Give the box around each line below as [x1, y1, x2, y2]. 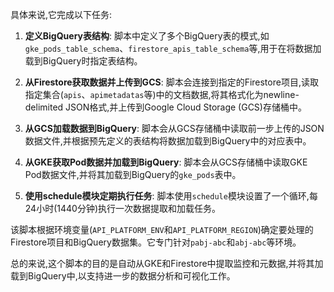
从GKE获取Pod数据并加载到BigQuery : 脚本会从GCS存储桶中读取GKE [24, 156, 308, 168]
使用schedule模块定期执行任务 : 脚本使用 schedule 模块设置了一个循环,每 [24, 190, 318, 202]
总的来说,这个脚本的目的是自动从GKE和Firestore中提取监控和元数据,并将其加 [10, 258, 324, 269]
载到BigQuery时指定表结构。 [24, 55, 143, 67]
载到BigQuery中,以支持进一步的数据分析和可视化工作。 [10, 270, 236, 282]
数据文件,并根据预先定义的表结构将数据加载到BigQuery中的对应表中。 [24, 135, 312, 147]
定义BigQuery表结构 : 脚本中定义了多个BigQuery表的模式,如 [24, 30, 270, 42]
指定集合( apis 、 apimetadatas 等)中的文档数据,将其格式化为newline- [24, 89, 300, 100]
